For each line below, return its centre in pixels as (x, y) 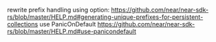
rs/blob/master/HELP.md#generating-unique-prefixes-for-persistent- (105, 17)
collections (23, 24)
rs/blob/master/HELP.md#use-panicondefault (72, 31)
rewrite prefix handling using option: (58, 10)
